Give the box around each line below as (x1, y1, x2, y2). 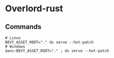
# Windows (5, 44, 26, 49)
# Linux (5, 35, 21, 40)
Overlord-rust (5, 3, 63, 14)
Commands (5, 23, 42, 31)
